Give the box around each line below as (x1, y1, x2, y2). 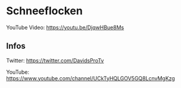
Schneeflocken (6, 4, 83, 18)
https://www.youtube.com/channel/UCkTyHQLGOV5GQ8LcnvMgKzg (6, 74, 176, 81)
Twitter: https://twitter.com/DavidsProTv (6, 56, 104, 64)
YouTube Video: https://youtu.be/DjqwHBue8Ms (6, 24, 124, 31)
